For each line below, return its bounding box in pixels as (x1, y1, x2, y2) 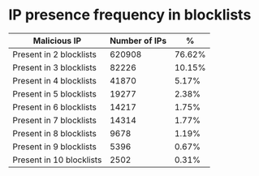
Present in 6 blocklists (12, 101, 97, 113)
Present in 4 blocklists (12, 75, 97, 86)
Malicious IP (32, 35, 82, 46)
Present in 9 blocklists (12, 140, 97, 152)
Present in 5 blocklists (12, 88, 97, 99)
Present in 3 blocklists (12, 62, 97, 73)
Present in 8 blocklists (12, 127, 97, 139)
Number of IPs (109, 35, 167, 46)
